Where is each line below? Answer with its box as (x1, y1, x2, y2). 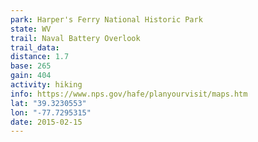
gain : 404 (10, 71, 52, 81)
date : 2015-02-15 (10, 117, 83, 127)
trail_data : (10, 42, 60, 53)
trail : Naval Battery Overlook (10, 33, 141, 43)
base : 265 (10, 61, 52, 71)
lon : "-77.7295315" (10, 107, 92, 118)
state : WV (10, 24, 52, 34)
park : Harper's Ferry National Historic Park (10, 14, 203, 25)
